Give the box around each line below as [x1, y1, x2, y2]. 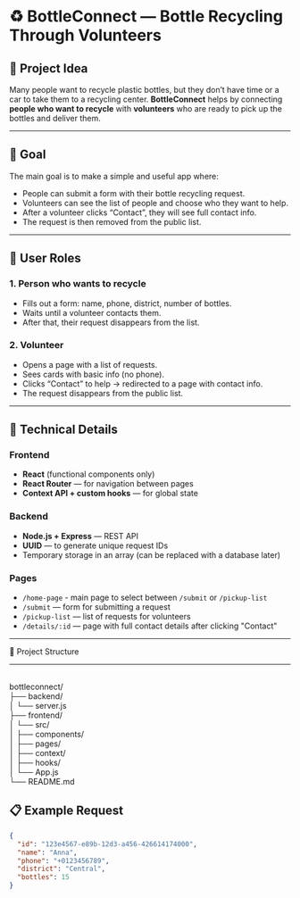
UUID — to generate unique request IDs [21, 540, 169, 551]
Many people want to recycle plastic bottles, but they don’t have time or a [9, 85, 279, 95]
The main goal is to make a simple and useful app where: [9, 170, 219, 181]
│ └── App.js [9, 767, 59, 777]
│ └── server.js [9, 701, 67, 711]
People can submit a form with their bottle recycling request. [21, 187, 246, 198]
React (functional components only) [21, 469, 155, 479]
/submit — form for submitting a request [21, 602, 171, 612]
